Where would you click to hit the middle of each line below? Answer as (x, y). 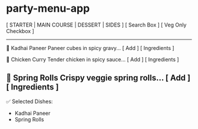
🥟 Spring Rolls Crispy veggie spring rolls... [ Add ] (98, 78)
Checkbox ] (20, 31)
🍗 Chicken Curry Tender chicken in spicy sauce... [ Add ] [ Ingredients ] (93, 59)
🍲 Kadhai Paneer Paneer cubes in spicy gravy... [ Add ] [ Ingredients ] (90, 48)
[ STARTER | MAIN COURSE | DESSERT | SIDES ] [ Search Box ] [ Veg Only (96, 25)
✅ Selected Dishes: (29, 101)
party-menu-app (48, 9)
